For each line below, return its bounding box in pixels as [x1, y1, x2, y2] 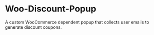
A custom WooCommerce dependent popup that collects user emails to [5, 19, 149, 25]
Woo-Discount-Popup [5, 3, 96, 14]
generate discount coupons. [5, 24, 62, 30]
